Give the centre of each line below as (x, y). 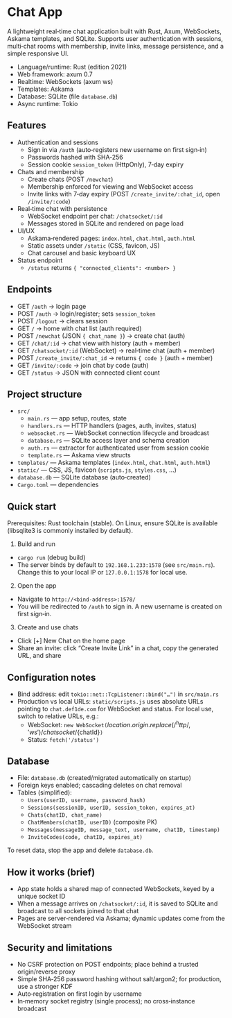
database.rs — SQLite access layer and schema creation (108, 441)
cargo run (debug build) (51, 558)
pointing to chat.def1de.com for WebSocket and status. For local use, (115, 709)
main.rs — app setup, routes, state (77, 418)
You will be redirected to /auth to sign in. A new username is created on (119, 606)
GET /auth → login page (52, 306)
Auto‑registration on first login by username (79, 994)
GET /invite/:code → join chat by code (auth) (83, 365)
